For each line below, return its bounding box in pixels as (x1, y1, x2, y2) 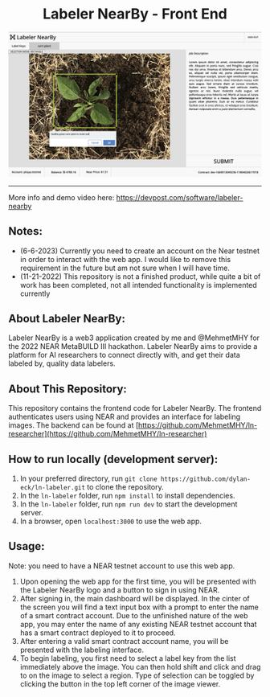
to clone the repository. (87, 482, 165, 492)
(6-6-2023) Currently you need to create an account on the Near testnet (19, 246, 260, 256)
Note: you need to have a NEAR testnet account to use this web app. (8, 560, 235, 571)
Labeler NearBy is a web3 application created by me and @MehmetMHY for (8, 333, 260, 342)
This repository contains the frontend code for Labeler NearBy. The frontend (8, 404, 262, 413)
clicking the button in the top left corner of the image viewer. (19, 679, 221, 688)
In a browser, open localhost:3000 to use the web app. (19, 516, 202, 527)
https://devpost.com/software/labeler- (116, 192, 243, 202)
